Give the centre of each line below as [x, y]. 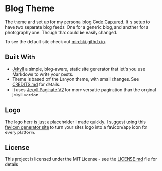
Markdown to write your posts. [43, 74]
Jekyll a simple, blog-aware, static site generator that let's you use [79, 69]
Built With [20, 57]
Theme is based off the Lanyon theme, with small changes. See [75, 79]
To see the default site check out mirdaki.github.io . [56, 41]
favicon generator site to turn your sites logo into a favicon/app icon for [76, 127]
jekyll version [25, 95]
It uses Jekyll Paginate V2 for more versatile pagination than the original [84, 89]
